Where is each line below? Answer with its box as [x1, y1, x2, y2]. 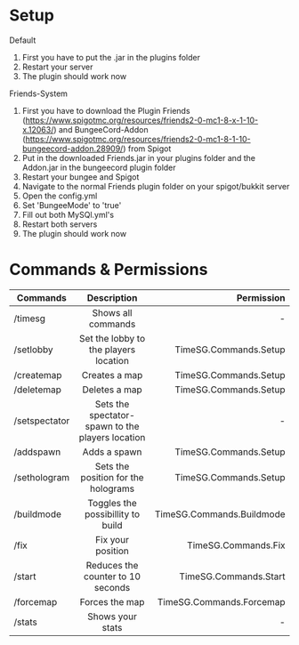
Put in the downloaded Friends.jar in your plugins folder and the [21, 152, 256, 163]
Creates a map [81, 368, 143, 381]
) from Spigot [123, 143, 172, 154]
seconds [93, 581, 131, 593]
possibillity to [84, 508, 141, 520]
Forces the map [79, 595, 145, 608]
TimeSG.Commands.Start [179, 570, 286, 583]
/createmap [13, 368, 62, 381]
